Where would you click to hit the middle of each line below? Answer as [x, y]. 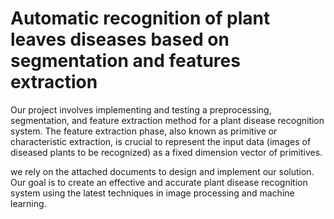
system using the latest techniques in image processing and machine [152, 193]
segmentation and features [125, 61]
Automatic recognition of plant [140, 18]
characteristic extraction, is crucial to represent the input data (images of [161, 141]
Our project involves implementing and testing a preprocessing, [141, 109]
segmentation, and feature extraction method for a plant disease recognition [167, 120]
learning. [28, 203]
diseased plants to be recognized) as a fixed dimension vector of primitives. [166, 152]
